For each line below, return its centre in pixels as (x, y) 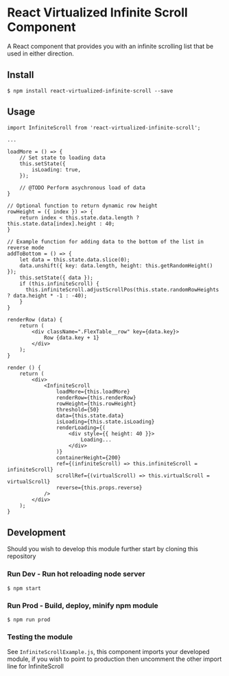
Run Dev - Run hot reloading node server (76, 574)
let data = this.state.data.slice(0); (75, 259)
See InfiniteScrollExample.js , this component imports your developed (109, 652)
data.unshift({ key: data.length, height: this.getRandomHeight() (116, 265)
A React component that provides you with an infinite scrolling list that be (110, 46)
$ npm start (24, 588)
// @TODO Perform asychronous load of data (83, 188)
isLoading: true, (56, 169)
